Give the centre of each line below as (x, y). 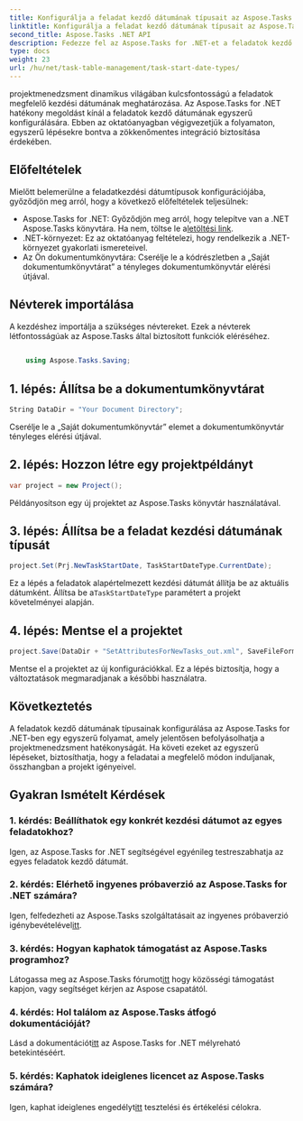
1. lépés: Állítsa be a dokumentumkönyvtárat (137, 389)
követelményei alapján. (52, 602)
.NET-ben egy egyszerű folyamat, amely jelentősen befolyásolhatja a (137, 738)
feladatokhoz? (41, 832)
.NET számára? (44, 896)
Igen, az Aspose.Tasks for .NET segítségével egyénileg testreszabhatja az (147, 851)
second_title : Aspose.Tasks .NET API (80, 34)
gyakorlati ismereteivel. (105, 247)
